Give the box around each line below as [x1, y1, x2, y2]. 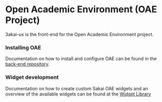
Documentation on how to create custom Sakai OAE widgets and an [5, 85, 148, 91]
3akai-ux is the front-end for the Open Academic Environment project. [5, 31, 154, 37]
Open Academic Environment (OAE [5, 4, 157, 15]
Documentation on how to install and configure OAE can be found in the [5, 56, 157, 62]
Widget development [5, 74, 59, 81]
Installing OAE [5, 44, 42, 51]
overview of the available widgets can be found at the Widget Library [5, 91, 151, 97]
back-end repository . [5, 61, 50, 67]
